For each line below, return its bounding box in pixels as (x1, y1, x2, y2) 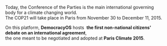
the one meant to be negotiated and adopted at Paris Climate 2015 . (5, 35, 145, 41)
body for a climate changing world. (5, 9, 78, 15)
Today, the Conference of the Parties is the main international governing (5, 4, 154, 10)
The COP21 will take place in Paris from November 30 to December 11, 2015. (5, 15, 162, 20)
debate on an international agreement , (5, 30, 87, 35)
